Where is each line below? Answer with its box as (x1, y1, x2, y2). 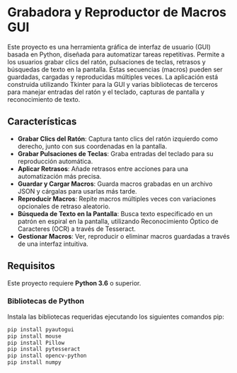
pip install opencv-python (7, 353, 87, 360)
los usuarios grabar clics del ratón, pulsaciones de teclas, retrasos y (7, 57, 207, 66)
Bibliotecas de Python (7, 296, 85, 306)
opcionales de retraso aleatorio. (17, 202, 111, 211)
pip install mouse (7, 333, 62, 340)
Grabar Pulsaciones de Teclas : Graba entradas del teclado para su (17, 149, 214, 158)
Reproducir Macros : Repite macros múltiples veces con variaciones (17, 194, 216, 203)
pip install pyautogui (7, 326, 74, 333)
